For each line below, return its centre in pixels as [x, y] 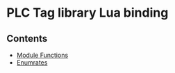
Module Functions [42, 55]
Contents [27, 39]
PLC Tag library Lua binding [87, 13]
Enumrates [32, 63]
